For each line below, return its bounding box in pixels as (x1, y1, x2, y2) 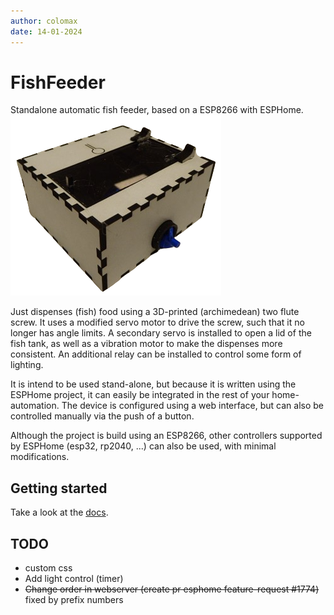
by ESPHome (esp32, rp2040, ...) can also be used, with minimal (10, 440, 277, 452)
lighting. (10, 359, 44, 371)
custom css (24, 562, 73, 574)
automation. (10, 400, 60, 412)
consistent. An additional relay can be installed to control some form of (10, 348, 302, 360)
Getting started (10, 480, 108, 497)
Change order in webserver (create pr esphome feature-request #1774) (24, 583, 320, 595)
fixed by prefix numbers (24, 594, 124, 606)
